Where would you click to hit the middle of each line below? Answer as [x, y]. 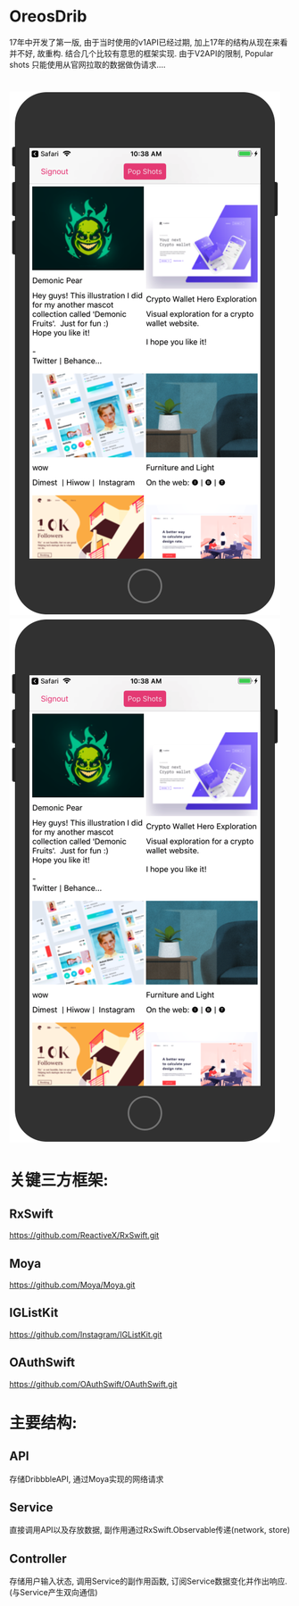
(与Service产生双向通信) [54, 1593]
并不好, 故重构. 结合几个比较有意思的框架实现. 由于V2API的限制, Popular [141, 53]
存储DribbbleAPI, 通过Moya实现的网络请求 [87, 1478]
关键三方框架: [59, 1181]
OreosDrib [48, 17]
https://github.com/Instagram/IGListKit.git [86, 1334]
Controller [38, 1558]
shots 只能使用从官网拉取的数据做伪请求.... [87, 64]
